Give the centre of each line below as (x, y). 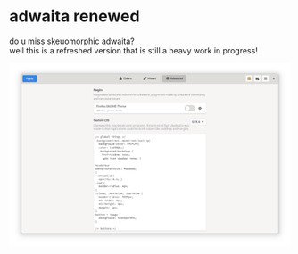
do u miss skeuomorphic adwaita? (72, 41)
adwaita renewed (74, 16)
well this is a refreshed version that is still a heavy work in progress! (134, 50)
